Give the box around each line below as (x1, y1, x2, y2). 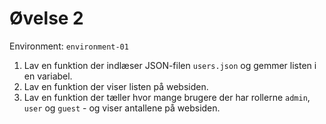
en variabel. (23, 70, 73, 82)
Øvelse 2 (9, 7, 84, 30)
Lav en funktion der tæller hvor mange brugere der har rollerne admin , (23, 91, 311, 103)
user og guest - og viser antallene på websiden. (23, 102, 221, 114)
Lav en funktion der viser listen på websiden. (23, 80, 209, 92)
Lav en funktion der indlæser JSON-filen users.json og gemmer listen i (23, 59, 317, 71)
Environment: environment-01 (9, 40, 129, 52)
